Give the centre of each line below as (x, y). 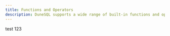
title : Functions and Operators (39, 10)
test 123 (13, 28)
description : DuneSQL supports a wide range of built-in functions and (82, 14)
